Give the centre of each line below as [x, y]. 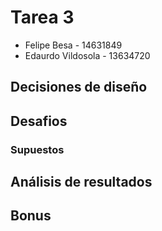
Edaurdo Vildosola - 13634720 [87, 55]
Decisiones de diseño [79, 87]
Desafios [39, 121]
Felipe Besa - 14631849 [73, 45]
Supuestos [37, 149]
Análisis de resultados [81, 182]
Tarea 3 [42, 17]
